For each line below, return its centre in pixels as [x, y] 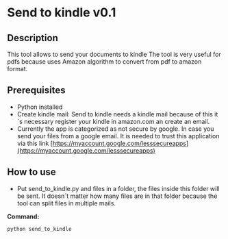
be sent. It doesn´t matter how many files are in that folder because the [117, 196]
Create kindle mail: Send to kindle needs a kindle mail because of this [115, 114]
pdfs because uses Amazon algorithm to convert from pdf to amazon [104, 62]
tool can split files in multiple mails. [66, 203]
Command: [23, 216]
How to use [31, 172]
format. [17, 69]
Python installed [40, 107]
